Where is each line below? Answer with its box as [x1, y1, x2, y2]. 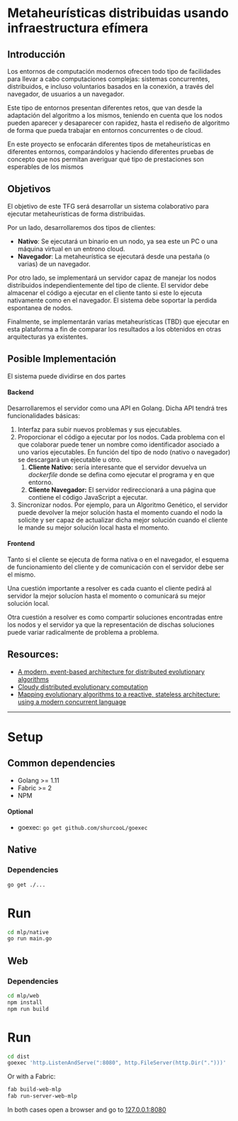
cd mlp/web [7, 992, 40, 999]
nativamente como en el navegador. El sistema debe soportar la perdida [7, 296, 217, 305]
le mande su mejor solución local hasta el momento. [17, 523, 170, 532]
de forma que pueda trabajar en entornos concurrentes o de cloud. [7, 126, 203, 134]
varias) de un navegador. [17, 259, 91, 268]
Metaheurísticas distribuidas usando [7, 5, 229, 21]
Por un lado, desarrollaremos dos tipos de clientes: [7, 223, 156, 231]
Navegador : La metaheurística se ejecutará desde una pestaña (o [17, 252, 210, 261]
